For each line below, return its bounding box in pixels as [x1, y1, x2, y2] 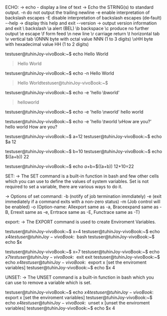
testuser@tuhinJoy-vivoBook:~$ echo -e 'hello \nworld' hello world [5, 109, 144, 115]
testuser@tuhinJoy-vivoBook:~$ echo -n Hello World [5, 70, 114, 76]
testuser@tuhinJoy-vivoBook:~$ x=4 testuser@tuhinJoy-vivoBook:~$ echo [5, 229, 161, 234]
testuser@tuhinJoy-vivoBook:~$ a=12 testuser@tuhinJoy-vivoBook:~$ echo [5, 134, 162, 139]
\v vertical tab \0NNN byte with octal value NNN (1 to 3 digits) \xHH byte [5, 36, 154, 42]
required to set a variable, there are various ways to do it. [5, 184, 123, 189]
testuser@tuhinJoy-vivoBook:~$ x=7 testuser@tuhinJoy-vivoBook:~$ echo [5, 249, 160, 255]
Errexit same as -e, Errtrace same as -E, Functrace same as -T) [10, 209, 141, 215]
